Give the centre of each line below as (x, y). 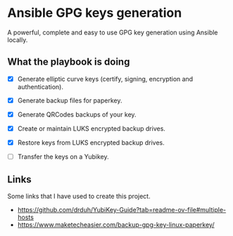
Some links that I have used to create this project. (79, 196)
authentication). (40, 86)
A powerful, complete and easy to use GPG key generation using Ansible (113, 32)
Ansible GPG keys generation (95, 13)
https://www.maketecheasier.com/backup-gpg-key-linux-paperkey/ (116, 224)
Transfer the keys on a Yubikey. (63, 157)
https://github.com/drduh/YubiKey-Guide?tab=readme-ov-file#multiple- (122, 209)
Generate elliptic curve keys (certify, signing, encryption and (105, 79)
